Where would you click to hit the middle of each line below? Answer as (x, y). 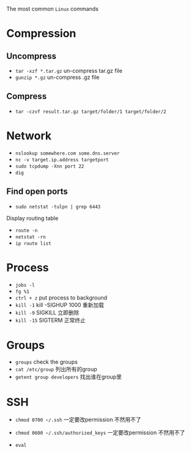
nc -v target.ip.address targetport (62, 160)
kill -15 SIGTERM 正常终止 (50, 320)
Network (29, 136)
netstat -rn (30, 237)
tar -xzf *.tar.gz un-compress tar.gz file (69, 71)
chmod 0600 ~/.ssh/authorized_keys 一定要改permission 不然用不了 (100, 433)
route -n (26, 230)
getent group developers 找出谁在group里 (69, 377)
